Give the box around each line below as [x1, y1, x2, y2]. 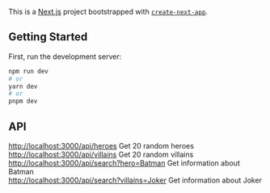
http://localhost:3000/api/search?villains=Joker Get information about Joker [8, 175, 263, 185]
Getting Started [8, 30, 88, 44]
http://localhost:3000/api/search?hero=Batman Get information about [8, 158, 240, 168]
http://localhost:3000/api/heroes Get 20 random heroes [8, 141, 194, 150]
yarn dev [8, 82, 38, 90]
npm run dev [8, 67, 49, 75]
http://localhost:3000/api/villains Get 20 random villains [8, 149, 194, 159]
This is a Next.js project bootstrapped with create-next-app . [8, 7, 209, 16]
